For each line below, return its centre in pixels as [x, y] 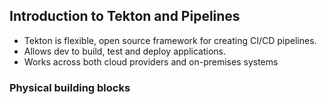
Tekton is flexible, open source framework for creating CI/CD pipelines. [170, 40]
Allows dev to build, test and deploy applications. [125, 51]
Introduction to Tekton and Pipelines [125, 16]
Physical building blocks [70, 87]
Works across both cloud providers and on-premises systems [151, 61]
